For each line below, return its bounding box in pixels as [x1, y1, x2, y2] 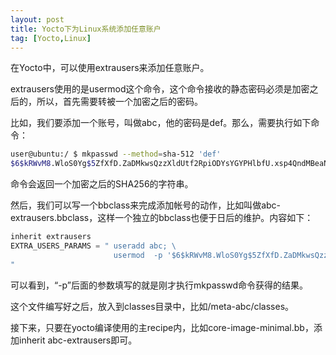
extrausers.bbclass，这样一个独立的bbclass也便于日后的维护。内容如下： [10, 212, 314, 224]
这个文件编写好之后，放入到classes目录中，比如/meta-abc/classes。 [10, 300, 295, 312]
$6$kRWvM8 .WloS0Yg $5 [10, 159, 97, 169]
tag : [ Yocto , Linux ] [10, 33, 92, 43]
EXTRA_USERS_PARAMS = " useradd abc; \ [10, 241, 177, 251]
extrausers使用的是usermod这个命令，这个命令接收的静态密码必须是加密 [10, 83, 310, 95]
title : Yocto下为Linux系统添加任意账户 [10, 24, 162, 34]
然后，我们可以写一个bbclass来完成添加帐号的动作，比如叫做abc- [10, 199, 282, 211]
